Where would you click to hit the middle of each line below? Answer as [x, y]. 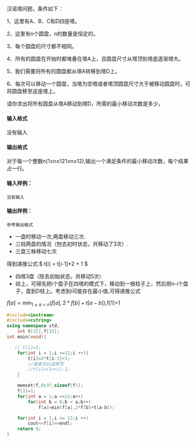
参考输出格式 [20, 225]
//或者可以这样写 [46, 364]
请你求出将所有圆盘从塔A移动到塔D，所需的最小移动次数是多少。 [85, 104]
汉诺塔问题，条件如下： [35, 9]
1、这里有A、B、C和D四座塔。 [43, 21]
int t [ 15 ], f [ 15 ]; [39, 332]
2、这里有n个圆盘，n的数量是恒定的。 [53, 34]
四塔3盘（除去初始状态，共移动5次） [60, 276]
